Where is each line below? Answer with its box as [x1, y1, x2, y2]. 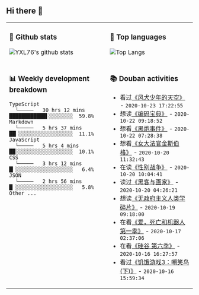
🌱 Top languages [110, 33, 167, 42]
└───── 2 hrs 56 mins [15, 177, 82, 185]
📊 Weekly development [9, 74, 90, 83]
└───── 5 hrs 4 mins [15, 142, 79, 149]
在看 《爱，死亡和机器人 [120, 218, 185, 226]
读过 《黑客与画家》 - [120, 177, 179, 186]
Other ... [9, 189, 37, 196]
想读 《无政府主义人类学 [120, 194, 185, 202]
